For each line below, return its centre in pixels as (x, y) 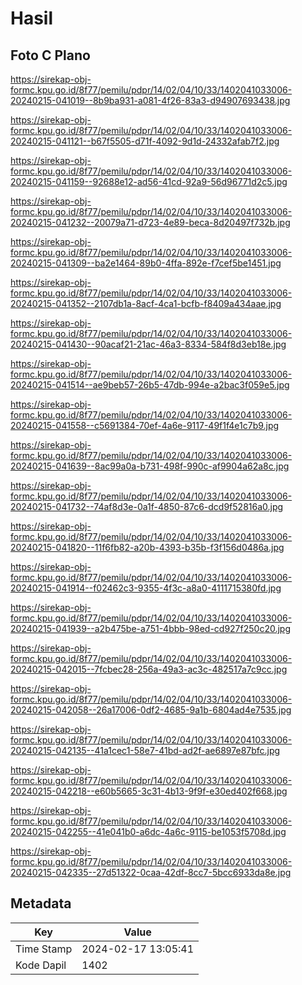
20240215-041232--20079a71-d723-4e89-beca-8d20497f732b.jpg (150, 222)
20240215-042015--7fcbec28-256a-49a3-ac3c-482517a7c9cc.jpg (149, 669)
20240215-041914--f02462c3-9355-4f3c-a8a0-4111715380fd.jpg (146, 588)
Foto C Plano (50, 55)
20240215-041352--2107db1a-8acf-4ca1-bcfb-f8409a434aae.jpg (146, 303)
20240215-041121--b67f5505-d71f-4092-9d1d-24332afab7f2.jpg (145, 141)
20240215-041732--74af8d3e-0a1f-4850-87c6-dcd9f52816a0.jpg (147, 506)
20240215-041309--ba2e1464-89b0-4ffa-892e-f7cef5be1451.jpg (146, 263)
